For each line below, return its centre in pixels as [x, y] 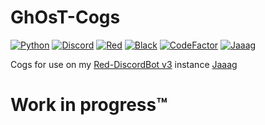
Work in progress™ [89, 105]
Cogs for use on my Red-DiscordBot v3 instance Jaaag [124, 64]
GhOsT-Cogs [65, 17]
